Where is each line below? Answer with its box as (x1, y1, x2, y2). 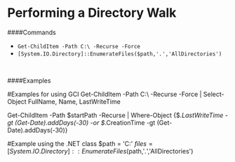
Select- (203, 90, 224, 98)
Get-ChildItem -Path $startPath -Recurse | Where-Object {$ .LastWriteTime (7, 111, 224, 119)
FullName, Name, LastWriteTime (27, 97, 121, 106)
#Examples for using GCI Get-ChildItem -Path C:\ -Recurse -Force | (7, 90, 202, 98)
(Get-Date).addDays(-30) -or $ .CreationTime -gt (15, 118, 156, 127)
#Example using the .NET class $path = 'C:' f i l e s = (7, 139, 153, 148)
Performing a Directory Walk (7, 5, 177, 21)
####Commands (7, 28, 56, 36)
